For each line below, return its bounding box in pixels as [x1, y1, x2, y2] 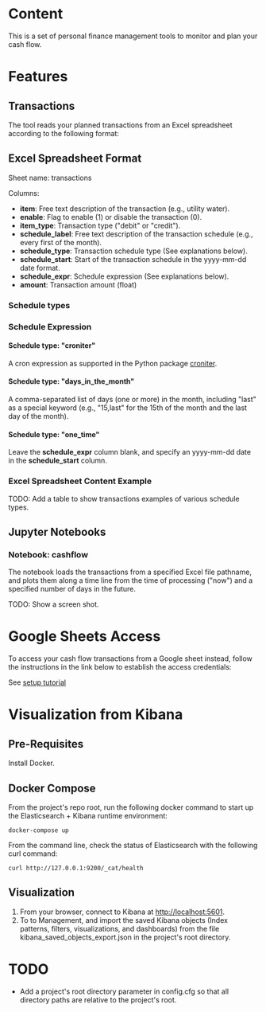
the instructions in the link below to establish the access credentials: [8, 662, 232, 672]
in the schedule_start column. [8, 455, 107, 466]
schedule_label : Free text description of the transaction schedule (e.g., [19, 229, 253, 239]
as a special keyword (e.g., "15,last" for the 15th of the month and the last [8, 403, 248, 412]
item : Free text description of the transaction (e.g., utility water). [19, 204, 230, 213]
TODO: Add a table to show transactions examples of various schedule [8, 494, 240, 503]
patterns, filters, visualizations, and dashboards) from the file [19, 924, 220, 933]
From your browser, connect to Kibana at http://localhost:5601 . [19, 907, 225, 916]
